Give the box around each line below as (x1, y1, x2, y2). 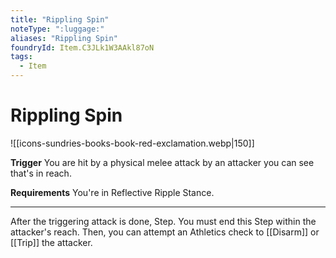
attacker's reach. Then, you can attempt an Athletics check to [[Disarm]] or (10, 226, 320, 238)
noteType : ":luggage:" (10, 24, 105, 34)
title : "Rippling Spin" (10, 14, 110, 25)
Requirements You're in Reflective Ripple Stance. (10, 186, 215, 198)
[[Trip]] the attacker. (10, 236, 93, 248)
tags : (10, 52, 33, 62)
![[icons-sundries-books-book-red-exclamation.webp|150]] (10, 137, 255, 149)
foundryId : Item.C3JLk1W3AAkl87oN (10, 42, 155, 53)
